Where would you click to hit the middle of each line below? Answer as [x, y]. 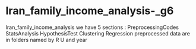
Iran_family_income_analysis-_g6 [90, 11]
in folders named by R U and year [46, 40]
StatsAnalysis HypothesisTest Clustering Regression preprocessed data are [98, 33]
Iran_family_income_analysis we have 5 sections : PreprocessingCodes [92, 27]
